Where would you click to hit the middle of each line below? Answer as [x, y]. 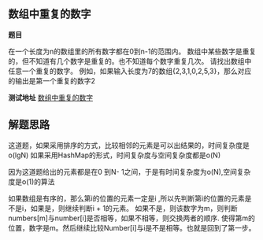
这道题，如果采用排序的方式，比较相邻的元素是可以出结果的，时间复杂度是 [129, 145]
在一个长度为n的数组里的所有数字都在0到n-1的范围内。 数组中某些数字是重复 [132, 51]
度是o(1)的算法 [31, 181]
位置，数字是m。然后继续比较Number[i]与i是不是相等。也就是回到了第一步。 [132, 227]
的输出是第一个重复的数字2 [52, 80]
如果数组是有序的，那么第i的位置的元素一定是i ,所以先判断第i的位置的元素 [127, 198]
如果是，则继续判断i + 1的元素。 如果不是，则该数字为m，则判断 [134, 208]
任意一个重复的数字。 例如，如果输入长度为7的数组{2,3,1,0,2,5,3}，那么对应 [130, 71]
